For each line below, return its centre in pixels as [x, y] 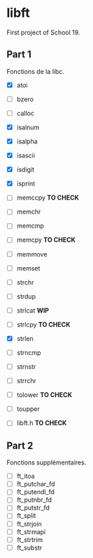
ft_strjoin [29, 524]
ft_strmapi [31, 531]
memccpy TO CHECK [48, 197]
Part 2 [20, 445]
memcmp [30, 226]
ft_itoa [26, 476]
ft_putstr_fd [33, 508]
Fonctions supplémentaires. [46, 462]
